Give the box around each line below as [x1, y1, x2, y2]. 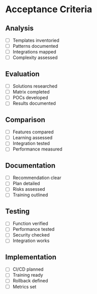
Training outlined [12, 192, 48, 198]
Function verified [12, 220, 48, 227]
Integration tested [12, 140, 50, 146]
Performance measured [12, 146, 62, 152]
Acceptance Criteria [5, 4, 92, 15]
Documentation [5, 161, 56, 170]
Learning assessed [12, 135, 53, 141]
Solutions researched [12, 83, 57, 90]
